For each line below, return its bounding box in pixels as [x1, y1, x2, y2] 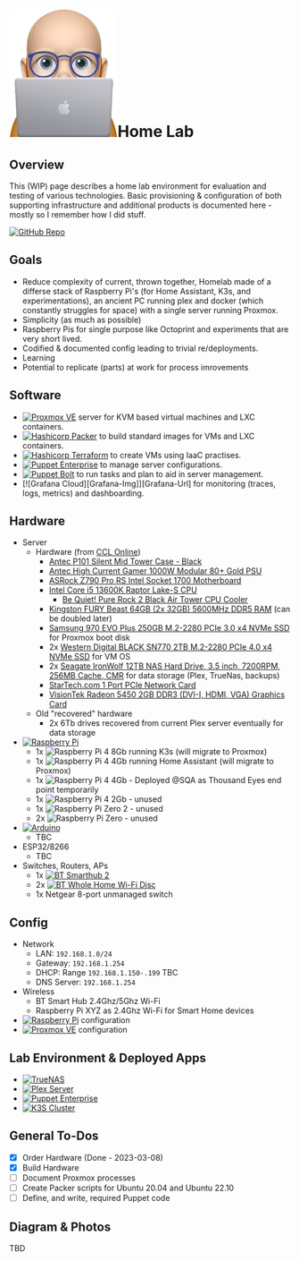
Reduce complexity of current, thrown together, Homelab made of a [21, 276, 272, 286]
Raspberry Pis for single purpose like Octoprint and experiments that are [21, 323, 289, 335]
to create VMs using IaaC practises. [110, 449, 242, 460]
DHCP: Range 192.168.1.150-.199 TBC [35, 967, 179, 978]
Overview [9, 157, 65, 172]
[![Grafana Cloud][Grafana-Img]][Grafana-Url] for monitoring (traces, [21, 478, 277, 489]
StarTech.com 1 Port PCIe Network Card [48, 680, 196, 691]
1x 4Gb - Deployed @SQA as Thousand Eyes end [35, 775, 282, 786]
